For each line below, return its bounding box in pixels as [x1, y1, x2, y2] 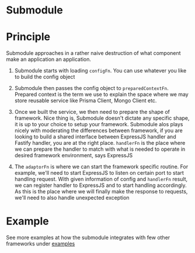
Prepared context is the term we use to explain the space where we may [14, 91, 189, 98]
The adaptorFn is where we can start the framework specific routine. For [14, 163, 189, 170]
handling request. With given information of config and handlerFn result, [14, 176, 188, 183]
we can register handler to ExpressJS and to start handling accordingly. [14, 182, 187, 189]
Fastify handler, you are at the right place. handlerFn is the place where [14, 140, 186, 147]
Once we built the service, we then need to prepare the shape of [14, 109, 170, 116]
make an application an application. [6, 56, 92, 63]
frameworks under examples [6, 240, 75, 247]
